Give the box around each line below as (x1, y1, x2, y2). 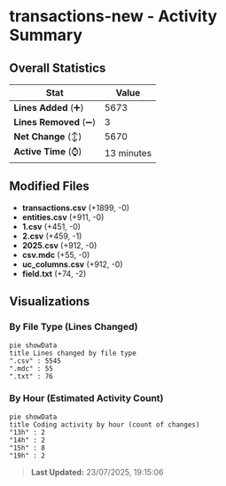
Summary (9, 25, 82, 45)
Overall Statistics (9, 60, 106, 75)
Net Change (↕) (13, 130, 82, 143)
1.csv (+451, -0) (21, 221, 82, 231)
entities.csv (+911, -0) (21, 211, 105, 223)
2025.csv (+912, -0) (21, 239, 97, 250)
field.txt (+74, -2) (21, 268, 87, 278)
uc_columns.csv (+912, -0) (21, 259, 123, 270)
